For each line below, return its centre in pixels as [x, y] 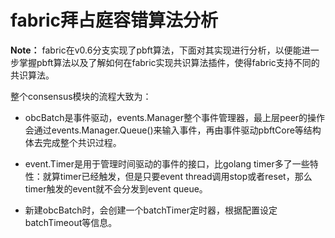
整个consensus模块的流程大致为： [81, 96]
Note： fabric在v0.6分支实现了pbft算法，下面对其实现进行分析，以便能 [156, 50]
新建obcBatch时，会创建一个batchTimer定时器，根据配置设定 [151, 210]
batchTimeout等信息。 [71, 222]
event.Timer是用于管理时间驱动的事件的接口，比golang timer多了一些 [167, 163]
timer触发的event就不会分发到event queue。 [116, 188]
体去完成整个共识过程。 [73, 142]
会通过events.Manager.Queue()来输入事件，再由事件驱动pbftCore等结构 [173, 130]
